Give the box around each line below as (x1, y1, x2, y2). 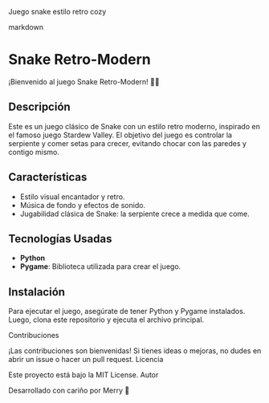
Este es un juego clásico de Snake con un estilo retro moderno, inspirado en (8, 121, 261, 131)
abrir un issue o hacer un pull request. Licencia (8, 355, 164, 364)
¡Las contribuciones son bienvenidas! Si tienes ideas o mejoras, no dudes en (8, 346, 262, 356)
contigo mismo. (8, 147, 60, 157)
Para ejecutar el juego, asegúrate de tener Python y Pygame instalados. (8, 307, 246, 316)
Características (8, 170, 88, 184)
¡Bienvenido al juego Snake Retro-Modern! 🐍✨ (8, 76, 160, 87)
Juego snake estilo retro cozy (8, 7, 107, 16)
